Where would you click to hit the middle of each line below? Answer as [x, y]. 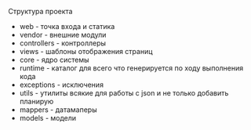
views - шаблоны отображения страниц [86, 51]
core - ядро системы [54, 60]
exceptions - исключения [62, 85]
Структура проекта [40, 11]
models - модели [48, 118]
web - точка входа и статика [67, 26]
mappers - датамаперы [58, 110]
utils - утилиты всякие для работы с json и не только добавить [124, 93]
